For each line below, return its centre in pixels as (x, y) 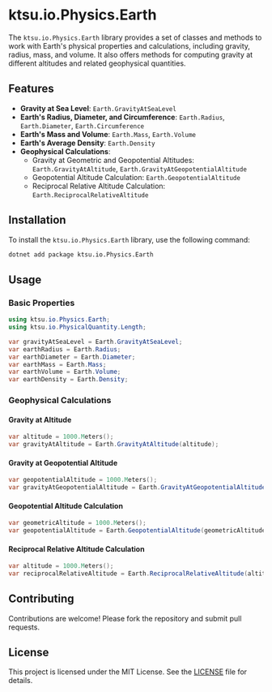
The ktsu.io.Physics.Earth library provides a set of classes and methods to (135, 37)
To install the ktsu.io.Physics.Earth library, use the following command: (130, 239)
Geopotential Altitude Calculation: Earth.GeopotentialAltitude (136, 177)
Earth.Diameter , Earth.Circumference (82, 125)
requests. (24, 627)
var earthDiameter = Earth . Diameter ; (72, 357)
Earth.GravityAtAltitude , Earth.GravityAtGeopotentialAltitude (139, 169)
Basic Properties (42, 303)
